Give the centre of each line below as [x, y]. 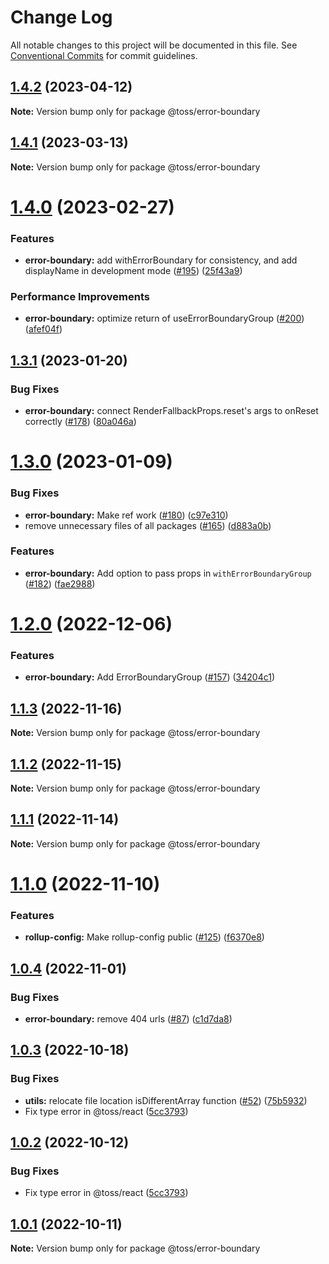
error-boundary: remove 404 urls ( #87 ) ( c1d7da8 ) [128, 1018]
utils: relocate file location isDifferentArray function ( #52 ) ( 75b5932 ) [166, 1100]
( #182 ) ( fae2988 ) [60, 583]
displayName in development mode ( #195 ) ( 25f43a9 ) [133, 271]
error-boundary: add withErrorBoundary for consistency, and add [161, 260]
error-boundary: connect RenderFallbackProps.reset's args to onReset [171, 411]
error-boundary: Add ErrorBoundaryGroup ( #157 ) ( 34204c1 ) [150, 677]
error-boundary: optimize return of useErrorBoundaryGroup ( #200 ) [164, 318]
